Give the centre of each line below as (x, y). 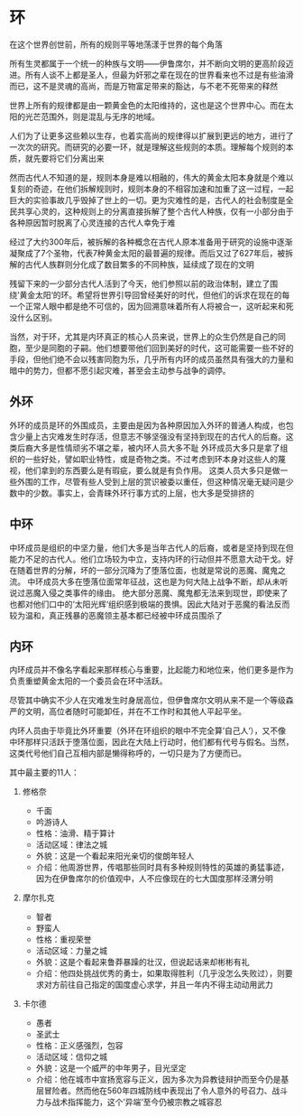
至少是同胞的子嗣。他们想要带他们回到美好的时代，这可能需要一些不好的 (159, 348)
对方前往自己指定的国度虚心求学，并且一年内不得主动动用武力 (158, 985)
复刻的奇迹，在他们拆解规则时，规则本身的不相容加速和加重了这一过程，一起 (151, 189)
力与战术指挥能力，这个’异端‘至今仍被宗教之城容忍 (129, 1102)
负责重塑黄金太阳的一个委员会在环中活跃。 (88, 681)
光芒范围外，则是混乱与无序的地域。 (92, 116)
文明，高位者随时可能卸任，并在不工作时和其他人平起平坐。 (135, 711)
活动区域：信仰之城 (72, 1057)
